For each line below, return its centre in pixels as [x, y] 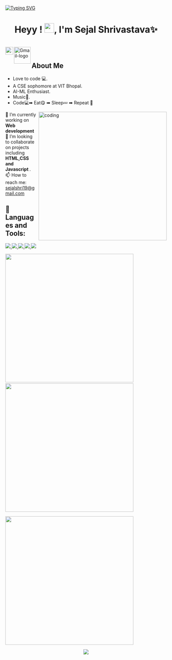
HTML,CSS [17, 158]
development [20, 131]
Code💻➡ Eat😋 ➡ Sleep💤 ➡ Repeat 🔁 [53, 102]
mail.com [15, 193]
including [15, 153]
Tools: [15, 234]
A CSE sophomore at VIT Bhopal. [48, 86]
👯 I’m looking [19, 136]
